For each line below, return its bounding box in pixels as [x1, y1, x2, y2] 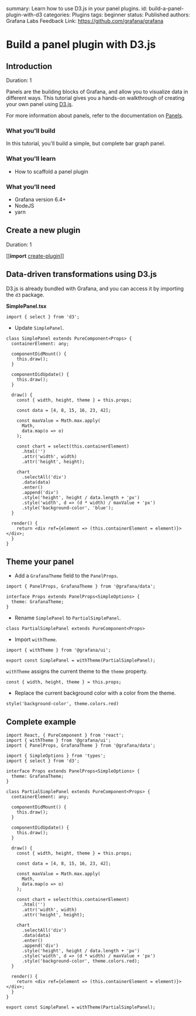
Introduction [6, 61, 53, 71]
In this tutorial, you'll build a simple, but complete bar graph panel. [6, 140, 166, 147]
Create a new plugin [6, 225, 81, 235]
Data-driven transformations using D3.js [6, 269, 157, 279]
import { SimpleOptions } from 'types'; [6, 753, 106, 759]
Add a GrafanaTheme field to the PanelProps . [14, 572, 119, 580]
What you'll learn [6, 155, 56, 163]
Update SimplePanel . [14, 324, 64, 331]
